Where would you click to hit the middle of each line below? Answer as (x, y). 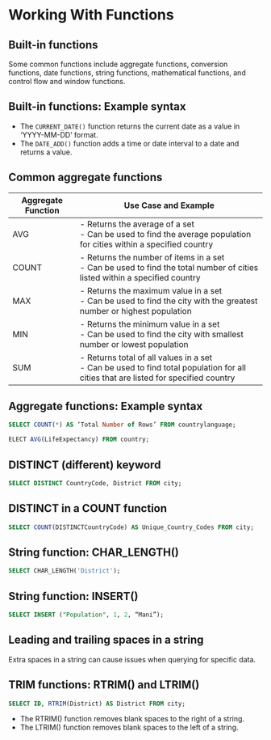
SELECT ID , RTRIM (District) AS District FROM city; (97, 704)
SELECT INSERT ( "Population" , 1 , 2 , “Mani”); (86, 615)
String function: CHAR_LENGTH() (94, 552)
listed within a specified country (140, 277)
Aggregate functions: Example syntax (106, 406)
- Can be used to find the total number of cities (169, 267)
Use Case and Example (169, 205)
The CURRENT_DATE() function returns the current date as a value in (130, 126)
